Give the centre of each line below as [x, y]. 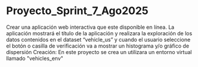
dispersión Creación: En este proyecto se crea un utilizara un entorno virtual [99, 52]
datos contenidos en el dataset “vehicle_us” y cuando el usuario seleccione [98, 39]
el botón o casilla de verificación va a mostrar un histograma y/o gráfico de [98, 46]
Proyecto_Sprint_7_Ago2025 [77, 11]
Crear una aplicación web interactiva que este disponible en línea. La [90, 27]
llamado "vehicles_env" [35, 58]
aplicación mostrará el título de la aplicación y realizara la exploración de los [99, 33]
